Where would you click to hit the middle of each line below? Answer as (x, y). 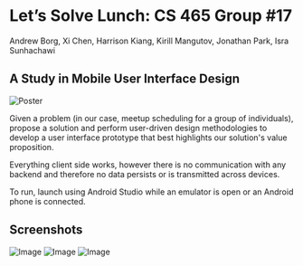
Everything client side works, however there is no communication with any (148, 165)
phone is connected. (47, 201)
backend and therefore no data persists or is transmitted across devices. (145, 174)
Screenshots (46, 230)
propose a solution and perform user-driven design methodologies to (138, 128)
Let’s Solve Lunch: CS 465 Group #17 (151, 16)
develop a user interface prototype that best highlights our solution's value (148, 138)
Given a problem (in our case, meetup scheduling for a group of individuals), (151, 118)
